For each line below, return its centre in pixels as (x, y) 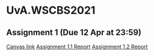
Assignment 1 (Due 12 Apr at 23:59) (74, 32)
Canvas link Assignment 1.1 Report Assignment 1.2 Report (77, 46)
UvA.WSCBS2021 (51, 10)
